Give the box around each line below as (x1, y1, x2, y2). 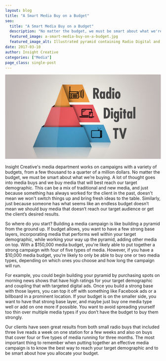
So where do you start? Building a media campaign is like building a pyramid (5, 221, 161, 226)
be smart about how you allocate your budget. (5, 350, 99, 356)
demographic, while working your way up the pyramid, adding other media (5, 236, 157, 242)
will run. (5, 263, 21, 269)
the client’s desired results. (5, 211, 60, 217)
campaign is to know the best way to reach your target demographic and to (5, 345, 159, 351)
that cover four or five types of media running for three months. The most (5, 334, 155, 340)
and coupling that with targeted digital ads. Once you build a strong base (5, 282, 153, 289)
